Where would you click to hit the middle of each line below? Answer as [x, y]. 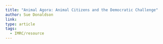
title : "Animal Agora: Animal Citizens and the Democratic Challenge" [82, 10]
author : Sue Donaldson [29, 15]
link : [11, 19]
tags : [11, 29]
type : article [20, 24]
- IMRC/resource [27, 33]
